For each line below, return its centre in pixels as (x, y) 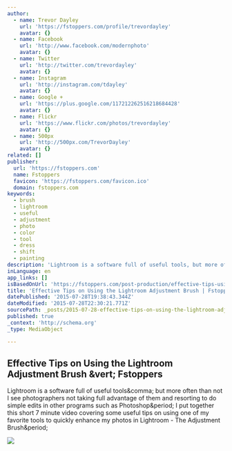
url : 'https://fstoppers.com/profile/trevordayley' (95, 26)
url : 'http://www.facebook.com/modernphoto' (85, 46)
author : (18, 14)
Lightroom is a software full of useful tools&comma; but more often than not (115, 391)
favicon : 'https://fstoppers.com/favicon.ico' (81, 181)
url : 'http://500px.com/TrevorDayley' (75, 143)
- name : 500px (33, 136)
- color (25, 233)
